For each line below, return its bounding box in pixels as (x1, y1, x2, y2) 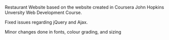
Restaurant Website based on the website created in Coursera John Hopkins (5, 4, 164, 10)
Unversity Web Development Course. (5, 9, 82, 15)
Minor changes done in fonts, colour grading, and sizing (5, 29, 122, 34)
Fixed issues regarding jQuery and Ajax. (5, 19, 88, 25)
